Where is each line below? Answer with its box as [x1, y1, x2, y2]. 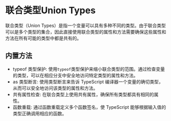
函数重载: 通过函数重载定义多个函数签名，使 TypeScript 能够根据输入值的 [12, 104, 166, 110]
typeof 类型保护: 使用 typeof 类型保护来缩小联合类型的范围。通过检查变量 [12, 66, 165, 72]
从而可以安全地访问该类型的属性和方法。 [12, 85, 98, 91]
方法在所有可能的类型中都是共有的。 [5, 35, 82, 41]
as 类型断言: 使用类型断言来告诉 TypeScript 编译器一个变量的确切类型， [12, 78, 163, 84]
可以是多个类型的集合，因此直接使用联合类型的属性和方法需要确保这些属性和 [5, 28, 166, 35]
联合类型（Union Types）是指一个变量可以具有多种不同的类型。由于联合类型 [5, 22, 166, 28]
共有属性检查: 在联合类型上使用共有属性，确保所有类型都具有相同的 [12, 91, 154, 97]
